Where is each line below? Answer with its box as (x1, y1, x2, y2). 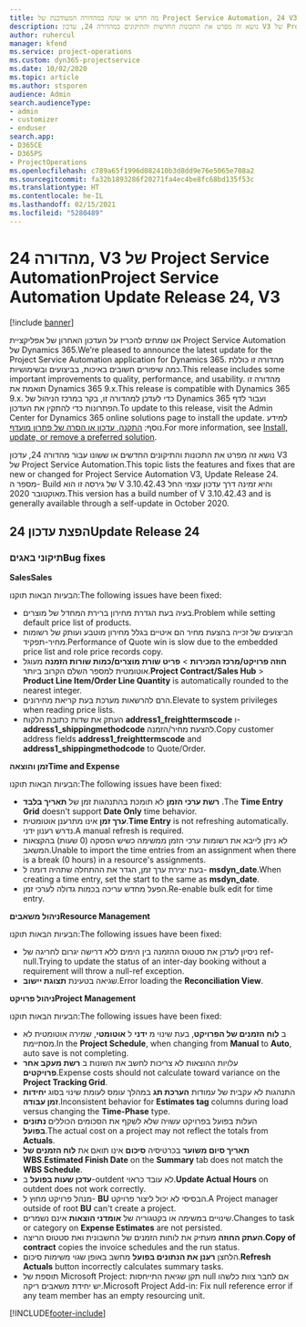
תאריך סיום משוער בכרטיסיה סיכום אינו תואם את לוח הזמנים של (22, 1144, 250, 1155)
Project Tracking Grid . (22, 1077, 107, 1088)
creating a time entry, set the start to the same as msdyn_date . (22, 873, 260, 885)
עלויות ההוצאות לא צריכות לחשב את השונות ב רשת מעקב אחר (22, 1058, 239, 1069)
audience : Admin (9, 89, 71, 99)
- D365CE (9, 141, 43, 150)
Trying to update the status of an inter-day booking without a (37, 956, 267, 967)
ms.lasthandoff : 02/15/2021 (9, 200, 117, 210)
